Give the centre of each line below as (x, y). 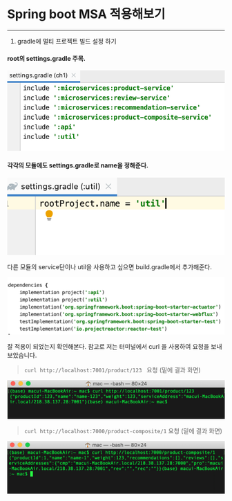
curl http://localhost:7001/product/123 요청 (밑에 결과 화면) (113, 370)
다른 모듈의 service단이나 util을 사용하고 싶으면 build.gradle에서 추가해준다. (110, 266)
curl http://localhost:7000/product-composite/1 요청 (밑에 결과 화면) (123, 431)
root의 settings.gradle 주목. (47, 58)
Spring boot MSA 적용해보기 (86, 14)
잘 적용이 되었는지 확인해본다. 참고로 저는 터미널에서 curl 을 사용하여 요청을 (108, 347)
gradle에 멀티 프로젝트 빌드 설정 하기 (67, 41)
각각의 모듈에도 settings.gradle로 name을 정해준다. (78, 165)
